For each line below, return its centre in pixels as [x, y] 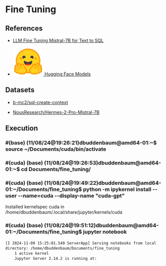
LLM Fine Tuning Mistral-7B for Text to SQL [58, 40]
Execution [22, 128]
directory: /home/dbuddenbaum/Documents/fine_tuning [63, 248]
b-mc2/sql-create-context [40, 102]
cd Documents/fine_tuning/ [56, 170]
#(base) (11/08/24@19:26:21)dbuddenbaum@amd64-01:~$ [81, 143]
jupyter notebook [105, 232]
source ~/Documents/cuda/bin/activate [56, 149]
